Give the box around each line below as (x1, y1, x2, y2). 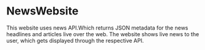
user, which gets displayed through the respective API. (6, 37, 144, 44)
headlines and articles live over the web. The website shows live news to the (6, 30, 199, 37)
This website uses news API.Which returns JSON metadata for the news (6, 24, 188, 31)
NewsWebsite (6, 4, 79, 18)
